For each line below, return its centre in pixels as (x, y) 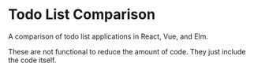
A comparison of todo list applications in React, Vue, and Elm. (108, 36)
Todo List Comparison (82, 15)
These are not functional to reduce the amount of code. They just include (127, 51)
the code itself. (32, 60)
